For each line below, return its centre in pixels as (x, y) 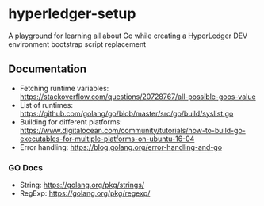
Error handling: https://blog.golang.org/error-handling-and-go (121, 147)
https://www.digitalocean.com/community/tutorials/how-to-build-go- (132, 130)
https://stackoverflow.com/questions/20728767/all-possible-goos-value (138, 97)
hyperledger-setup (72, 14)
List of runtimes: (46, 105)
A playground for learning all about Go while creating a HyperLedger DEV (128, 36)
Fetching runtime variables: (64, 88)
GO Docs (26, 167)
